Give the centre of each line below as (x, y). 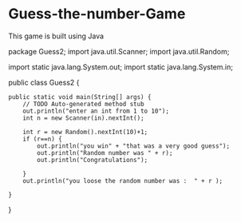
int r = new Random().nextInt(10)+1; (85, 132)
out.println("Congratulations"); (93, 160)
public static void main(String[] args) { (80, 97)
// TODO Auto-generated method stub (84, 104)
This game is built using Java (56, 36)
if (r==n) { (42, 139)
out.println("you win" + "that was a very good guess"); (133, 146)
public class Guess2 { (44, 82)
